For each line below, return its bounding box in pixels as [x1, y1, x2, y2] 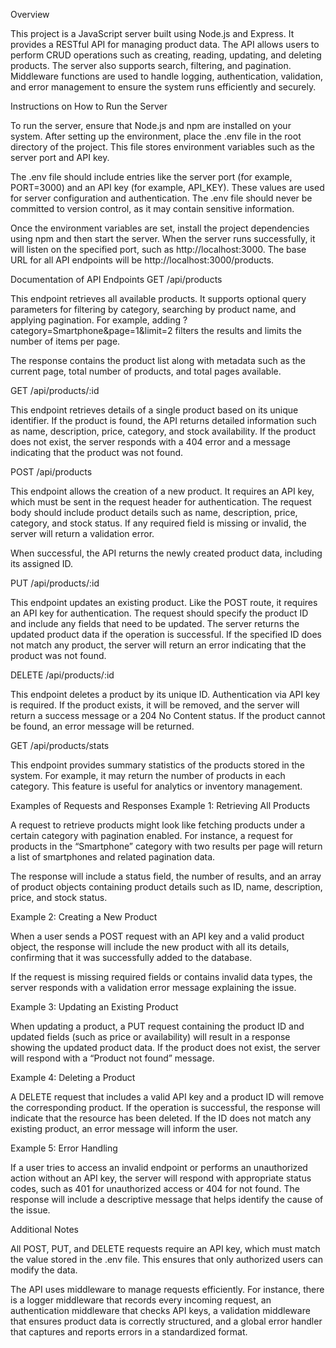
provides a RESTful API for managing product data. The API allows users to [10, 39, 320, 50]
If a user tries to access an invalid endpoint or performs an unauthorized [10, 1162, 308, 1173]
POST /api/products [10, 466, 93, 478]
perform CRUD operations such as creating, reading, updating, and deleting [10, 49, 322, 61]
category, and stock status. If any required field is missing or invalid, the [10, 517, 307, 529]
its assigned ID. [10, 558, 74, 569]
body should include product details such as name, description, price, [10, 507, 298, 518]
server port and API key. [10, 152, 110, 163]
